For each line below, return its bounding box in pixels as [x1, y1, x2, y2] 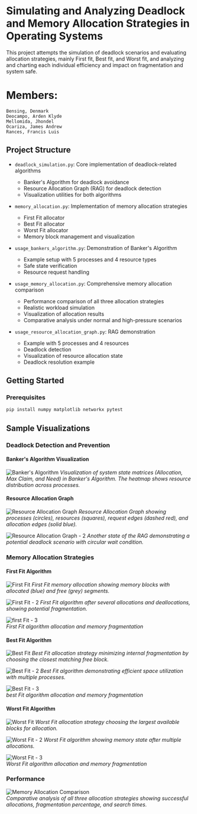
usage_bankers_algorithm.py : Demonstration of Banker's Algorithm [14, 244, 177, 251]
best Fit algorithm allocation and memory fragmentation [6, 691, 144, 698]
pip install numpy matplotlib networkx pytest [6, 407, 123, 413]
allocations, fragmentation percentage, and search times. [6, 801, 147, 808]
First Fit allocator [23, 214, 65, 221]
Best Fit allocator [23, 220, 65, 227]
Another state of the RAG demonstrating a [86, 532, 190, 539]
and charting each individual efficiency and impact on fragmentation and [6, 61, 183, 69]
